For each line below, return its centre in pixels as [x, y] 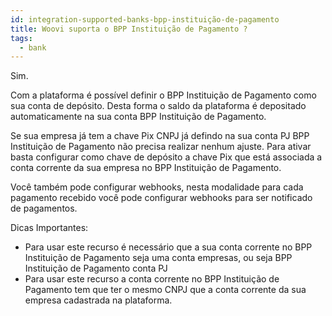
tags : [21, 38]
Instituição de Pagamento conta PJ [96, 268]
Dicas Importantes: [49, 228]
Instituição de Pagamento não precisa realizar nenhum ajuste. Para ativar [161, 147]
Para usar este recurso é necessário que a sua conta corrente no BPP [168, 247]
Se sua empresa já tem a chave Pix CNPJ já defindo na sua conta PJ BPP [160, 136]
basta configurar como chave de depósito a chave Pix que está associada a [166, 157]
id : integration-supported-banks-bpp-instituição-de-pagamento [145, 19]
